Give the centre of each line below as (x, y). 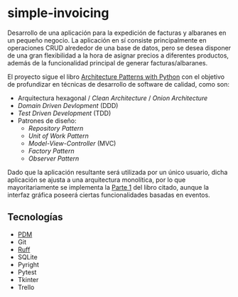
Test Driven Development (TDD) (64, 113)
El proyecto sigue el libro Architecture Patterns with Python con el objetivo (116, 77)
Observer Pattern (54, 158)
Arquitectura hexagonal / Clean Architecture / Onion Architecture (113, 98)
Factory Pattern (51, 151)
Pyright (28, 264)
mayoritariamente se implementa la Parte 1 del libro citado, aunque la (108, 187)
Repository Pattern (56, 128)
